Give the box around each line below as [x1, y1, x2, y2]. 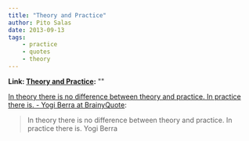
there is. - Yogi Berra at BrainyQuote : [8, 99, 127, 110]
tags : [8, 33, 26, 42]
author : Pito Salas [8, 19, 72, 27]
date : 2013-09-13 [8, 26, 65, 34]
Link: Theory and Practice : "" [8, 76, 105, 86]
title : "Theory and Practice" [8, 11, 107, 20]
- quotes [22, 48, 51, 56]
